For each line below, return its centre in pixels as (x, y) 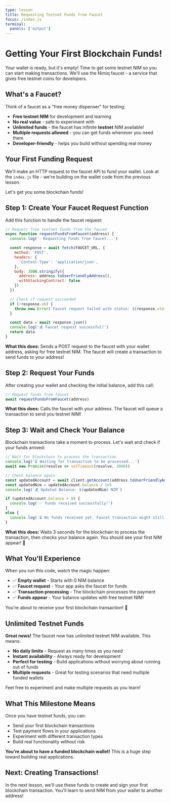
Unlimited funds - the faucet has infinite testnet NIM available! (78, 127)
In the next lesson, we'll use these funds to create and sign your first (77, 785)
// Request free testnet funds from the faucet (56, 229)
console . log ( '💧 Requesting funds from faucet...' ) (64, 239)
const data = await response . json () (48, 323)
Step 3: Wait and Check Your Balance (65, 430)
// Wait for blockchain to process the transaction (61, 457)
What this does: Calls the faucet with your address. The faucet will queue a (84, 409)
